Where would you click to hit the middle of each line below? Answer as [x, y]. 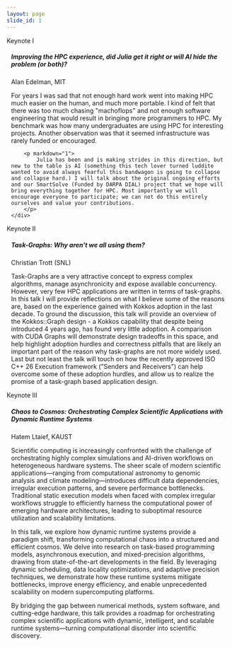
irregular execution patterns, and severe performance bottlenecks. [108, 488]
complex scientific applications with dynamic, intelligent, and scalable [112, 621]
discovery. [26, 636]
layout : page [26, 14]
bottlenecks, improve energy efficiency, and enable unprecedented [109, 585]
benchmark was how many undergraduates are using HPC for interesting [117, 126]
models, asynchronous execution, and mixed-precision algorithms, [108, 554]
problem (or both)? [39, 64]
